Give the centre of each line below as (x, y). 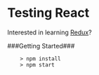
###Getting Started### (41, 46)
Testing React (48, 13)
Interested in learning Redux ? (50, 32)
